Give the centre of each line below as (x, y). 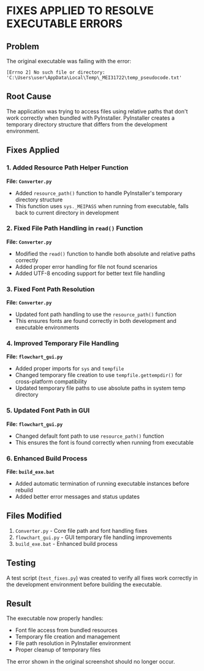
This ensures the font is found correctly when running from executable (104, 442)
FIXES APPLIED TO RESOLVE (80, 11)
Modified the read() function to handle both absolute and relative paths (105, 254)
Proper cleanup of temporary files (58, 650)
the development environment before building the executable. (84, 584)
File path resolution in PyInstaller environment (73, 643)
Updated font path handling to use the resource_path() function (96, 314)
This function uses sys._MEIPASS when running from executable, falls (102, 206)
